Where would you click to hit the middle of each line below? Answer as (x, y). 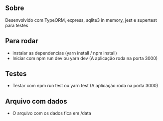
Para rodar (22, 41)
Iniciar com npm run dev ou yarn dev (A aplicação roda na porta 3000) (85, 58)
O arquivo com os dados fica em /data (52, 113)
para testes (17, 25)
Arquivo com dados (36, 101)
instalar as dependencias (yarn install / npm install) (65, 53)
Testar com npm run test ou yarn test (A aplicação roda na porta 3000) (85, 86)
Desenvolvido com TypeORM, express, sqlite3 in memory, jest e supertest (81, 20)
